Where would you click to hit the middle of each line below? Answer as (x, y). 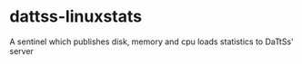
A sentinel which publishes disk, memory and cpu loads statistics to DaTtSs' (151, 41)
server (22, 50)
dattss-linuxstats (76, 17)
